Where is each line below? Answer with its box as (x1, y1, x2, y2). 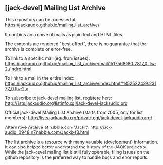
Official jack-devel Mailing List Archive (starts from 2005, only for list (5, 110, 143, 115)
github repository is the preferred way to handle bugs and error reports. (5, 154, 149, 160)
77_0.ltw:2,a (5, 85, 29, 92)
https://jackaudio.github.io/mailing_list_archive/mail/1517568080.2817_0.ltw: (5, 60, 156, 66)
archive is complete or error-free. (5, 46, 72, 52)
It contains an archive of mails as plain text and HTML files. (5, 31, 124, 37)
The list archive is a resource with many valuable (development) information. (5, 139, 159, 145)
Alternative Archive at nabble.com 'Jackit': (5, 124, 90, 130)
